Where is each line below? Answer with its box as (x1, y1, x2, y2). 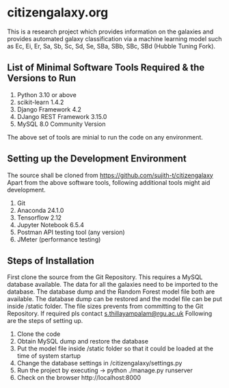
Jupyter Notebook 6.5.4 (16, 220, 84, 229)
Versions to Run (7, 73, 77, 84)
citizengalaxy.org (7, 5, 109, 21)
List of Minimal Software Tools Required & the (7, 62, 205, 73)
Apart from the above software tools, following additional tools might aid (7, 178, 211, 186)
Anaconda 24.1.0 (16, 206, 64, 214)
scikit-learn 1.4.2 (16, 98, 64, 106)
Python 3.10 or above (16, 90, 77, 99)
